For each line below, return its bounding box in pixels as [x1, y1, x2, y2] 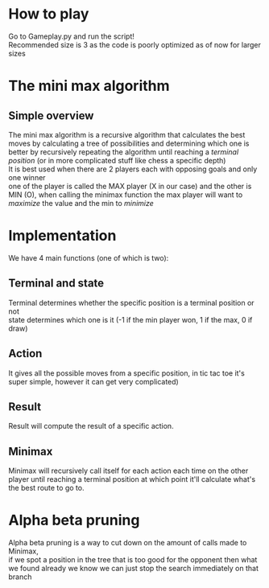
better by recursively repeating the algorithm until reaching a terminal [8, 146, 239, 157]
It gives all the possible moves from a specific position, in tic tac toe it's [8, 368, 246, 378]
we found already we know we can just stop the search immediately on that [8, 564, 259, 574]
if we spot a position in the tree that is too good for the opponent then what [8, 555, 258, 565]
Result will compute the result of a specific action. [8, 421, 175, 431]
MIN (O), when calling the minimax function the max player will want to [8, 190, 243, 199]
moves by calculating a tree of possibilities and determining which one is [8, 138, 250, 148]
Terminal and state [8, 277, 105, 290]
